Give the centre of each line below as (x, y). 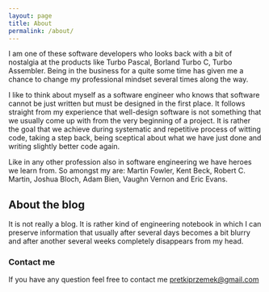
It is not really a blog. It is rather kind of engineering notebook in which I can (135, 224)
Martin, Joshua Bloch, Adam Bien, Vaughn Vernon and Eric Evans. (118, 179)
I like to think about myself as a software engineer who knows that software (134, 95)
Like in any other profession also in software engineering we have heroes (130, 162)
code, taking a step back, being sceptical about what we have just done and (135, 138)
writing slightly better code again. (64, 147)
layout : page (30, 16)
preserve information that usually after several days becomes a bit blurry (129, 233)
